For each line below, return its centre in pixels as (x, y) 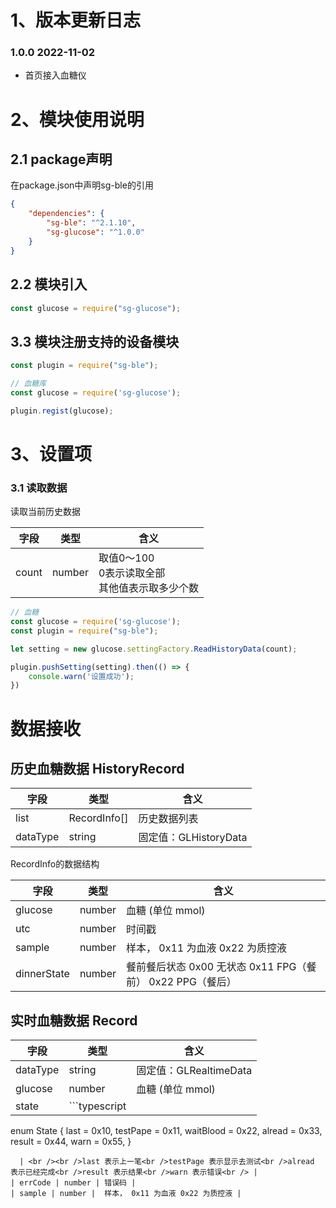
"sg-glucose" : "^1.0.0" (95, 232)
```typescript (97, 1106)
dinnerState (42, 974)
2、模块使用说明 (77, 119)
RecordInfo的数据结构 (55, 864)
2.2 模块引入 (49, 284)
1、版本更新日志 (76, 20)
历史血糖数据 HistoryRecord (97, 768)
